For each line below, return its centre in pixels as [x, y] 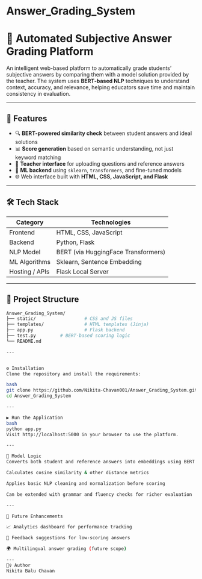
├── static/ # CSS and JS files [70, 319]
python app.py [24, 429]
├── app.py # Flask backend [66, 330]
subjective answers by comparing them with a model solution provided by [98, 75]
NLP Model [25, 252]
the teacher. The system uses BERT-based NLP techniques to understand [98, 81]
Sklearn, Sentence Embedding [99, 261]
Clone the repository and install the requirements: [74, 374]
